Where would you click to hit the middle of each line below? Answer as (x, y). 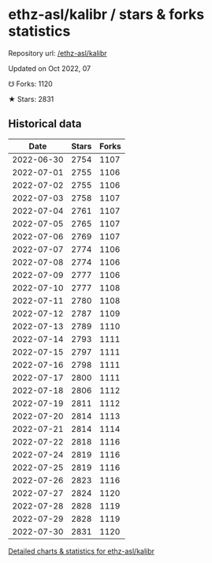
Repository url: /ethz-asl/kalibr (58, 53)
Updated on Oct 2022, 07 (50, 68)
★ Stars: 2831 (31, 99)
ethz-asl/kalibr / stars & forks (106, 15)
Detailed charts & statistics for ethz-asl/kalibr (82, 551)
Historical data (45, 124)
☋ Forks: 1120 (30, 84)
